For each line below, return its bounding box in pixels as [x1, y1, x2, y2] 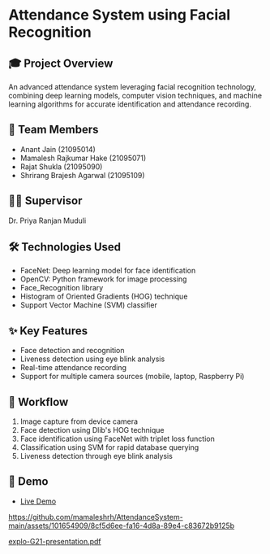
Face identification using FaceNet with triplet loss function [19, 434, 215, 444]
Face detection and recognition [19, 346, 125, 356]
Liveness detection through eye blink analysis [19, 451, 173, 461]
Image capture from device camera [19, 417, 139, 426]
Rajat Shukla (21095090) [19, 161, 103, 172]
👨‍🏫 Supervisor [8, 194, 83, 208]
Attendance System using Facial [8, 6, 231, 24]
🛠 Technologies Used [8, 240, 122, 254]
